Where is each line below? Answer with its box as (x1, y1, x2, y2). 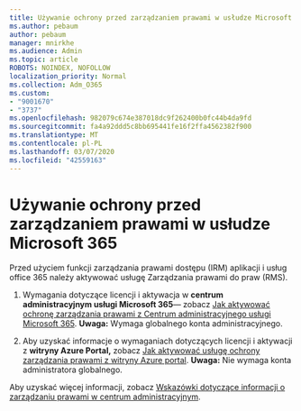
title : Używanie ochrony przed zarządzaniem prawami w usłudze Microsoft (9, 13, 293, 23)
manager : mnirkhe (9, 38, 75, 48)
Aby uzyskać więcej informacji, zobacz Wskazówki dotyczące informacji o (9, 382, 286, 393)
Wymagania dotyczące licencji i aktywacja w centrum (22, 289, 223, 300)
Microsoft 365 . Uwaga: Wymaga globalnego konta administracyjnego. (22, 318, 283, 329)
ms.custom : (9, 88, 50, 97)
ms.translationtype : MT (9, 131, 99, 140)
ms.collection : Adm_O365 (9, 80, 103, 89)
